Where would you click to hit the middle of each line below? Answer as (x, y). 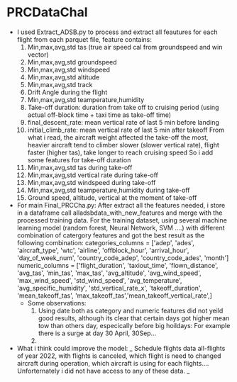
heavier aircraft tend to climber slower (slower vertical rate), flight (123, 145)
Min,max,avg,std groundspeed (72, 62)
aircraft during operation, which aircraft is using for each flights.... (113, 363)
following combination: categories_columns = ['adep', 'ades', (105, 242)
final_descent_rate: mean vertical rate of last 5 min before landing (123, 122)
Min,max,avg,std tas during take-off (80, 167)
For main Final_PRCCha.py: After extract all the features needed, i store (121, 205)
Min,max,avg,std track (60, 84)
